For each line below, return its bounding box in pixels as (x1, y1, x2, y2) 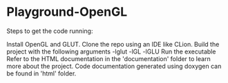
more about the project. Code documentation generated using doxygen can (6, 62, 222, 70)
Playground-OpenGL (6, 4, 128, 20)
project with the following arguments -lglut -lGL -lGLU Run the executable (6, 47, 216, 56)
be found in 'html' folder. (6, 69, 77, 78)
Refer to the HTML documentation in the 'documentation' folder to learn (6, 54, 211, 62)
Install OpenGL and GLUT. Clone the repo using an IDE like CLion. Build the (6, 40, 220, 48)
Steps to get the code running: (6, 27, 93, 35)
